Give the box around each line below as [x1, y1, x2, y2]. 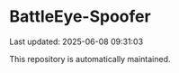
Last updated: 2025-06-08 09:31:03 [9, 36, 144, 47]
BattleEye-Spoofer [9, 6, 151, 27]
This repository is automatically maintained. [9, 53, 171, 64]
